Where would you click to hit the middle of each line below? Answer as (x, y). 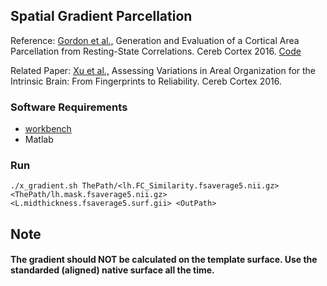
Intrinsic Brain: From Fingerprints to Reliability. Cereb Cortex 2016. (146, 81)
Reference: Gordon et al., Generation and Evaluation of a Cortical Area (155, 40)
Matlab (39, 140)
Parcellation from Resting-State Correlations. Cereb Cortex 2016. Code (156, 51)
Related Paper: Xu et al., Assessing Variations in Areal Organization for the (163, 70)
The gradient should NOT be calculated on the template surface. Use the (164, 260)
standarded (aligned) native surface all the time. (112, 270)
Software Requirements (69, 107)
